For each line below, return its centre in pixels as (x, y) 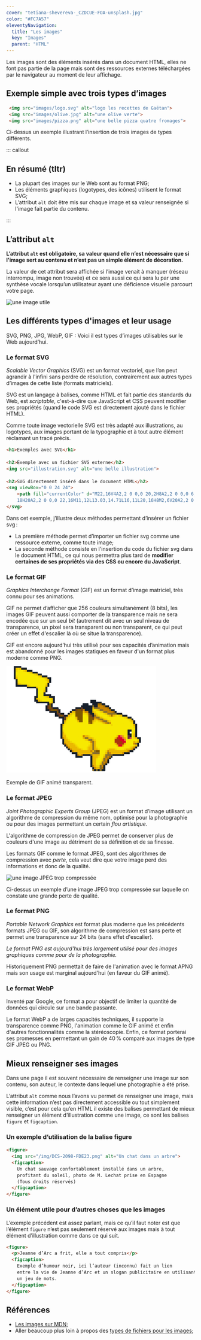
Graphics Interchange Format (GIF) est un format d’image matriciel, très (95, 590)
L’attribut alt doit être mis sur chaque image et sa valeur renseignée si (102, 202)
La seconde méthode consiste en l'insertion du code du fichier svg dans (104, 548)
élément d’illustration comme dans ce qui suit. (63, 1235)
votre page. (20, 291)
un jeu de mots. (37, 1278)
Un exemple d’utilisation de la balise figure (69, 1136)
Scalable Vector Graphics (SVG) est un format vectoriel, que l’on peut (92, 371)
